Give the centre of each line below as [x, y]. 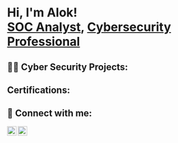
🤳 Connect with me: [49, 113]
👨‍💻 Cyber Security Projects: [68, 67]
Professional [44, 42]
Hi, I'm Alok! [42, 13]
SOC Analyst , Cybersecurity [89, 27]
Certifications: [39, 90]
